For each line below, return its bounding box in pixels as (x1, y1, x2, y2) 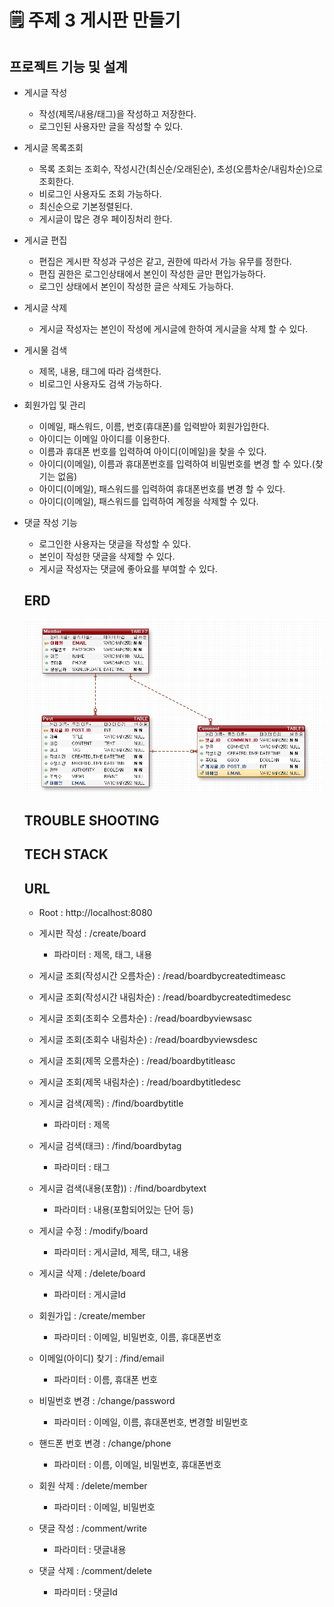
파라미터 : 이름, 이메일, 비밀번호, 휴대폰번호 (53, 1459, 222, 1471)
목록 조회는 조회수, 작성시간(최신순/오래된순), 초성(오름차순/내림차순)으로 (38, 163, 324, 175)
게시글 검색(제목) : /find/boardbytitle (38, 1097, 184, 1110)
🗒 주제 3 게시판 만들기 (9, 9, 181, 32)
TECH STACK (23, 846, 109, 863)
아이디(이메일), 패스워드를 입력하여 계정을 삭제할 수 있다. (38, 496, 259, 507)
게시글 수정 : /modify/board (38, 1225, 149, 1237)
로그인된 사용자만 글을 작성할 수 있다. (38, 121, 184, 132)
